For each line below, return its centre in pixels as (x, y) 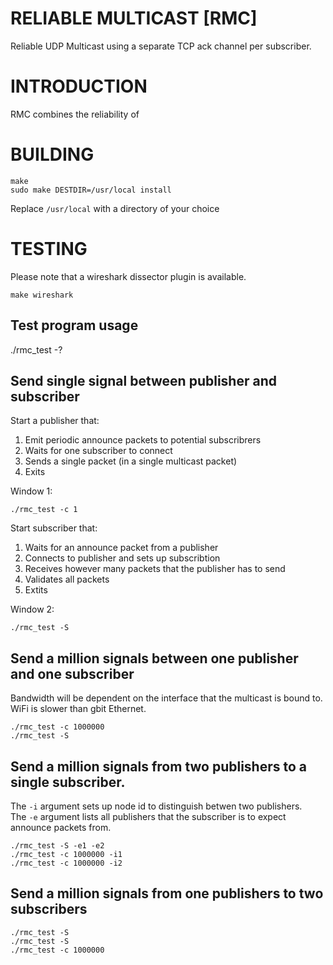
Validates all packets (67, 579)
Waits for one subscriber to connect (98, 451)
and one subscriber (72, 673)
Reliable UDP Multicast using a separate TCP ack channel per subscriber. (161, 46)
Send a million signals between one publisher (154, 658)
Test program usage (74, 325)
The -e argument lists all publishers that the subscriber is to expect (148, 816)
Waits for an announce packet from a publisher (121, 548)
